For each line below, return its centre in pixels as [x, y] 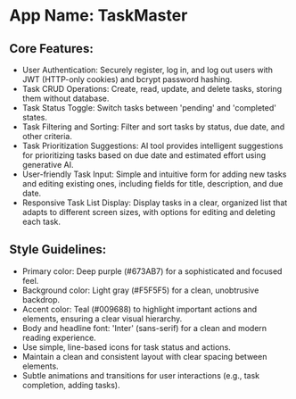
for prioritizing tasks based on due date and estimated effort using [144, 155]
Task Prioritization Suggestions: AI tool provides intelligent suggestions [152, 145]
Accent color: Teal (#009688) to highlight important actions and [140, 309]
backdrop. [41, 299]
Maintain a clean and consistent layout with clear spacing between [144, 356]
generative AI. [48, 165]
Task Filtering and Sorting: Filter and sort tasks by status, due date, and [153, 127]
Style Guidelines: [58, 249]
